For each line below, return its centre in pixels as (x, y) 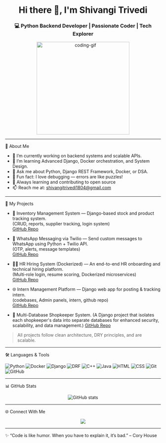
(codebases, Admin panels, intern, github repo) (60, 300)
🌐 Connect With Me (25, 412)
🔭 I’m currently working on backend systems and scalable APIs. (77, 156)
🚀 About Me (17, 146)
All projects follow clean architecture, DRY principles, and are (80, 335)
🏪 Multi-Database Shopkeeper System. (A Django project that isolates (83, 315)
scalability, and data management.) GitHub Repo (62, 325)
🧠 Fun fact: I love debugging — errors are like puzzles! (67, 177)
